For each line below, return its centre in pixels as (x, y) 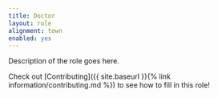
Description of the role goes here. (64, 61)
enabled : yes (30, 38)
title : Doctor (32, 16)
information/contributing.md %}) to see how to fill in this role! (109, 85)
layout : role (30, 23)
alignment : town (35, 31)
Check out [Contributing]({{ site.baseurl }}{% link (89, 76)
